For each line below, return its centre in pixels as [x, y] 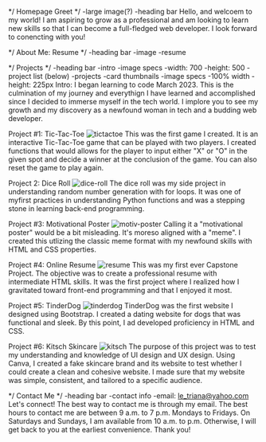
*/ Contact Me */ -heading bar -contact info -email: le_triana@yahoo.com [129, 396]
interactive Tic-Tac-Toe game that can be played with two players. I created [132, 142]
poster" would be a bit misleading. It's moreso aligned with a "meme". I [125, 233]
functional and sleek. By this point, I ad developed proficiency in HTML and [131, 323]
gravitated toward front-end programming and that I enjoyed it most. [120, 290]
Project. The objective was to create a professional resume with [113, 273]
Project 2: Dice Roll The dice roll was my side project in [117, 183]
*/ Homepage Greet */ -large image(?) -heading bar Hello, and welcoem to [130, 12]
